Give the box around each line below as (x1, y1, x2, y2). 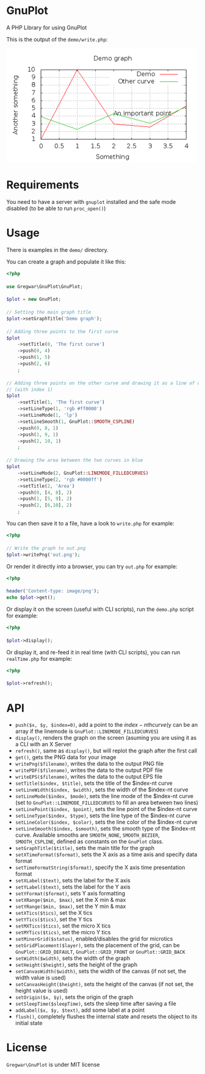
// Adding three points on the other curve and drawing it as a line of (6, 380, 195, 386)
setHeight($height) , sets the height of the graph (15, 961, 138, 968)
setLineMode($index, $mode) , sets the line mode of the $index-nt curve (15, 793, 194, 800)
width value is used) (15, 974, 66, 981)
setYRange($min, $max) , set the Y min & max (15, 903, 126, 910)
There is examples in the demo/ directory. (6, 246, 109, 253)
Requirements (6, 178, 79, 192)
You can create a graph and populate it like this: (6, 258, 126, 265)
